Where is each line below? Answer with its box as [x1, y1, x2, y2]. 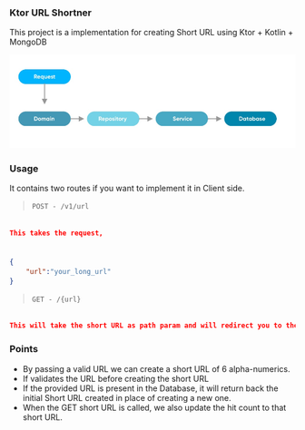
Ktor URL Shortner [9, 6, 93, 19]
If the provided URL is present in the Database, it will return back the [22, 383, 279, 394]
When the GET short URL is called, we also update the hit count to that [22, 402, 287, 413]
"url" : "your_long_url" [25, 267, 112, 276]
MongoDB [9, 36, 47, 47]
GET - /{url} [31, 295, 82, 304]
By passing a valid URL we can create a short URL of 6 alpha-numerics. [22, 363, 290, 374]
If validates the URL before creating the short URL [22, 373, 210, 384]
